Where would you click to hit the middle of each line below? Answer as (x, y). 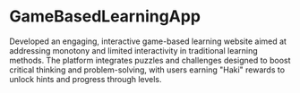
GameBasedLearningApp (105, 17)
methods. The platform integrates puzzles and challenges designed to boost (150, 60)
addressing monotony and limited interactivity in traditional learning (133, 50)
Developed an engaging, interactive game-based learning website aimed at (148, 41)
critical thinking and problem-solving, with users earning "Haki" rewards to (147, 70)
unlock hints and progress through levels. (86, 79)
